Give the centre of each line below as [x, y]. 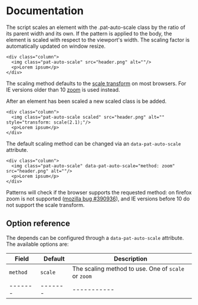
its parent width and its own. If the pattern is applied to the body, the [89, 33]
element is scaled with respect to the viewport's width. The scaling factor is [98, 40]
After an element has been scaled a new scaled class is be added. [86, 101]
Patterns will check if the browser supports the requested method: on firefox [99, 192]
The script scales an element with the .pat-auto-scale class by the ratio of [96, 27]
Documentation [45, 11]
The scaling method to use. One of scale [128, 268]
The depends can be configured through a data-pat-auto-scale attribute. [95, 238]
